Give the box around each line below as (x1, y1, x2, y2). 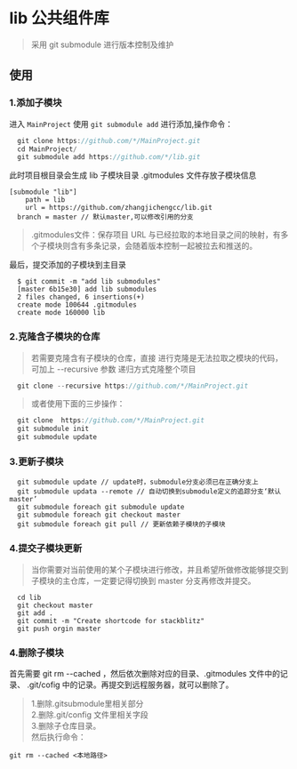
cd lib (17, 593, 42, 602)
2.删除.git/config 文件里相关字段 (30, 709, 148, 720)
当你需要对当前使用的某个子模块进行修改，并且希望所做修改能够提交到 (30, 564, 289, 574)
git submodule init (17, 424, 90, 434)
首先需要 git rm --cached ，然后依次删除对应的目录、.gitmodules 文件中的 (9, 668, 280, 678)
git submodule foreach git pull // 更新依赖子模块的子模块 (17, 520, 226, 529)
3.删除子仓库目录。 (30, 720, 101, 731)
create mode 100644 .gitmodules (17, 300, 138, 309)
